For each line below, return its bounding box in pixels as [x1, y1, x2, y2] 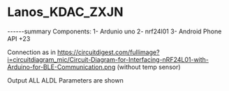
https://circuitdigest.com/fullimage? [57, 48, 160, 56]
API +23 [7, 34, 31, 42]
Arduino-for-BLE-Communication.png [7, 63, 116, 71]
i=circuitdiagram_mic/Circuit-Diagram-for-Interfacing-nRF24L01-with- [7, 55, 209, 63]
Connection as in [7, 48, 56, 56]
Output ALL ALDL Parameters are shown [7, 76, 124, 84]
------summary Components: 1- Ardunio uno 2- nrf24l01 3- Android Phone [7, 27, 222, 35]
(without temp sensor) [117, 63, 181, 71]
